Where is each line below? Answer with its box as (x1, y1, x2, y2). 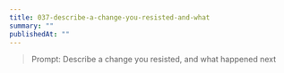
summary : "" (9, 21, 54, 30)
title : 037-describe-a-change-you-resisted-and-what (9, 12, 211, 22)
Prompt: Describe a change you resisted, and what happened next (30, 54, 277, 65)
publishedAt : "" (9, 29, 70, 38)
